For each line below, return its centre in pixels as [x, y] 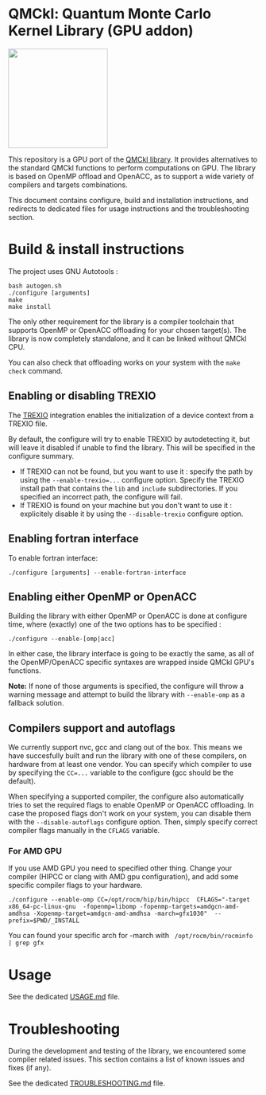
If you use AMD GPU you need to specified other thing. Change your [120, 868]
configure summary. [41, 456]
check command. [36, 370]
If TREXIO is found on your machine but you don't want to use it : [126, 505]
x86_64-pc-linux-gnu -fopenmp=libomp [72, 907]
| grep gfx [26, 943]
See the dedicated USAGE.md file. [64, 997]
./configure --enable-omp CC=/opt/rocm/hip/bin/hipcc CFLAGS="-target [129, 900]
